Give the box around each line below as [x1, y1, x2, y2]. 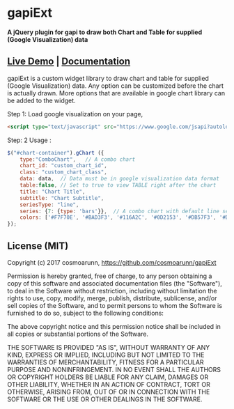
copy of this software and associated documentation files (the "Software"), [7, 279, 223, 287]
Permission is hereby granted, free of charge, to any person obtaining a [7, 272, 212, 280]
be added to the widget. [7, 96, 76, 105]
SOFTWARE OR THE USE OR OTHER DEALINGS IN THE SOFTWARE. [7, 395, 203, 403]
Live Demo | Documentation [7, 56, 131, 68]
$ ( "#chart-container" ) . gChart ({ [7, 149, 104, 156]
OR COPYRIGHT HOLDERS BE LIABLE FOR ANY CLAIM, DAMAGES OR [7, 373, 209, 381]
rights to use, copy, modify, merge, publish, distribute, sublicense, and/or [7, 294, 217, 302]
